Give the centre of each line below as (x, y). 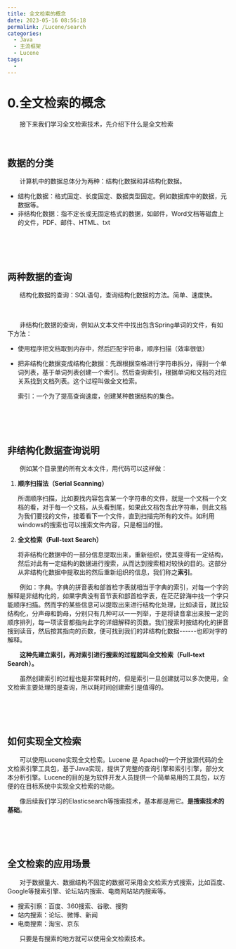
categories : (25, 33)
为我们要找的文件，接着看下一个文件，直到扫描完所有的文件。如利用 (116, 516)
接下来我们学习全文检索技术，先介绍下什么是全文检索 (96, 124)
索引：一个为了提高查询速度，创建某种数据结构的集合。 (97, 396)
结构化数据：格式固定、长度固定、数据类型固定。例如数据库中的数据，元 (122, 196)
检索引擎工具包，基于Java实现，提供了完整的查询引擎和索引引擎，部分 (116, 768)
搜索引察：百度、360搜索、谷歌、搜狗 (72, 906)
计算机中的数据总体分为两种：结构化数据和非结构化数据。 (103, 181)
